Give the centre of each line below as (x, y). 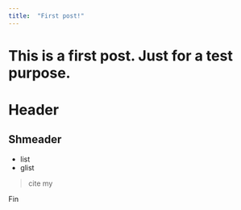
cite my (40, 183)
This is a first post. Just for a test (121, 55)
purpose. (39, 73)
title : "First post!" (46, 16)
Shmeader (35, 139)
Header (33, 110)
